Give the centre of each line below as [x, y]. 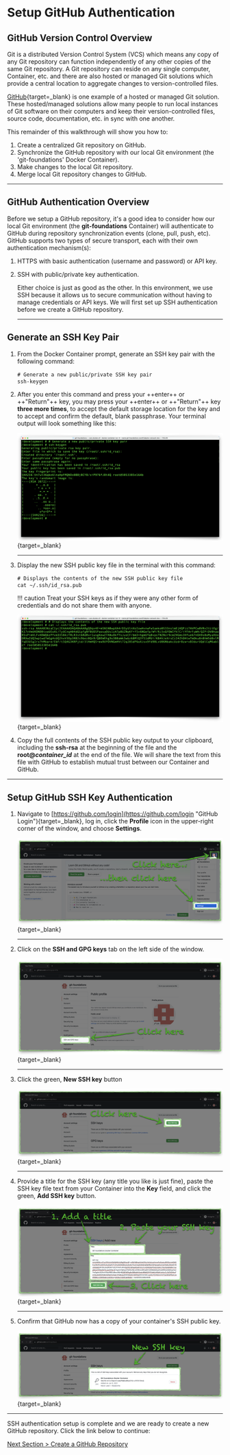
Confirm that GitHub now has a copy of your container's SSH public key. [119, 1321]
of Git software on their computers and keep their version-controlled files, [111, 111]
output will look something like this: [66, 423]
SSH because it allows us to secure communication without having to [114, 295]
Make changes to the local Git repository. [75, 167]
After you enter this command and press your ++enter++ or [101, 394]
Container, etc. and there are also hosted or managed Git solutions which [110, 76]
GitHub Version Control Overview [80, 38]
